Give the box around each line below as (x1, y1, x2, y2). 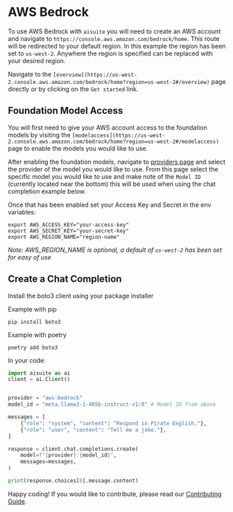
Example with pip (8, 305, 58, 313)
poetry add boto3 (8, 344, 58, 351)
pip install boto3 (8, 318, 61, 325)
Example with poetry (8, 330, 67, 339)
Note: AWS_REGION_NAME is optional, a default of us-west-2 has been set (8, 246, 223, 254)
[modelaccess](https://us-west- (71, 132, 166, 139)
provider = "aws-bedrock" (8, 395, 83, 402)
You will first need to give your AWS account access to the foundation (8, 123, 207, 132)
